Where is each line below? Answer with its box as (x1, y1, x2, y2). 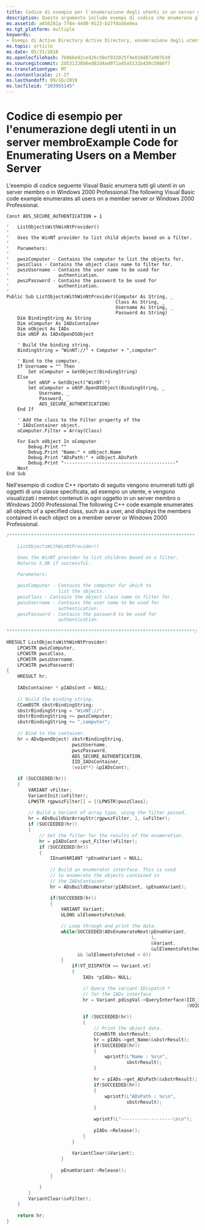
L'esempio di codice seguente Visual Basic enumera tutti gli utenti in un (6, 181, 185, 189)
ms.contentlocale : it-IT (6, 72, 70, 78)
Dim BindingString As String (17, 315, 92, 321)
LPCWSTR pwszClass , (17, 650, 67, 656)
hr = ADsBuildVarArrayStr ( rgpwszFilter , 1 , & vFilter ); (28, 816, 171, 822)
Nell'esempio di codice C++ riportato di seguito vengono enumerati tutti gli (6, 481, 195, 488)
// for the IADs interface (82, 991, 151, 997)
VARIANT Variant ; (60, 906, 105, 913)
